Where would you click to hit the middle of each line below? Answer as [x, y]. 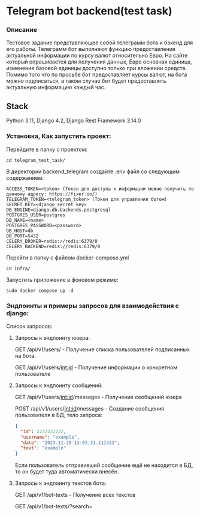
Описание [22, 30]
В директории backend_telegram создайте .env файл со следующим [93, 171]
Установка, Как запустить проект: [59, 136]
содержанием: [25, 177]
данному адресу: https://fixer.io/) [52, 194]
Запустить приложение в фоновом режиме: [62, 279]
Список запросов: [29, 326]
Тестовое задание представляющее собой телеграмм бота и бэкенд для [100, 43]
